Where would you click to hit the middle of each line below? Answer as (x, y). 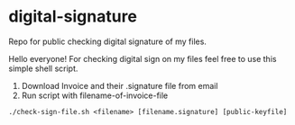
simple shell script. (43, 68)
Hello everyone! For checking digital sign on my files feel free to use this (143, 58)
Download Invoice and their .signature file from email (120, 85)
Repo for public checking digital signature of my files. (107, 41)
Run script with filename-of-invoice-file (95, 95)
